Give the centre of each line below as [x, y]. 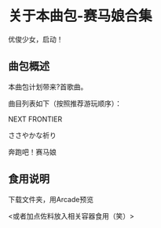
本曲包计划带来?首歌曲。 [48, 86]
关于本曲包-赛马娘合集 [80, 16]
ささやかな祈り [32, 135]
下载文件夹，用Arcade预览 [51, 199]
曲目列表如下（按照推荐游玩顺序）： [65, 103]
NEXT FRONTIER [35, 119]
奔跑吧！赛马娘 [32, 152]
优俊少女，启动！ [36, 39]
